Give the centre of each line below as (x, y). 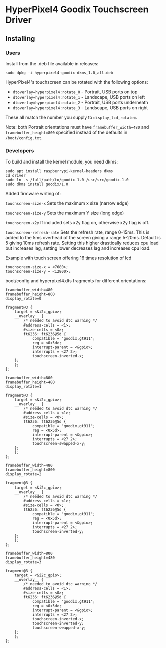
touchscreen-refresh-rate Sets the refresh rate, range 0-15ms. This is (77, 232)
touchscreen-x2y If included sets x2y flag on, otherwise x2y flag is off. (77, 223)
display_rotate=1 (23, 387)
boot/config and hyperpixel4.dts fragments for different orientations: (76, 281)
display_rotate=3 (23, 562)
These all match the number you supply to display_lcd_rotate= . (71, 117)
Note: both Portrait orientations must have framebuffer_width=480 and (77, 127)
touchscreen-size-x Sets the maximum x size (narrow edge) (67, 203)
